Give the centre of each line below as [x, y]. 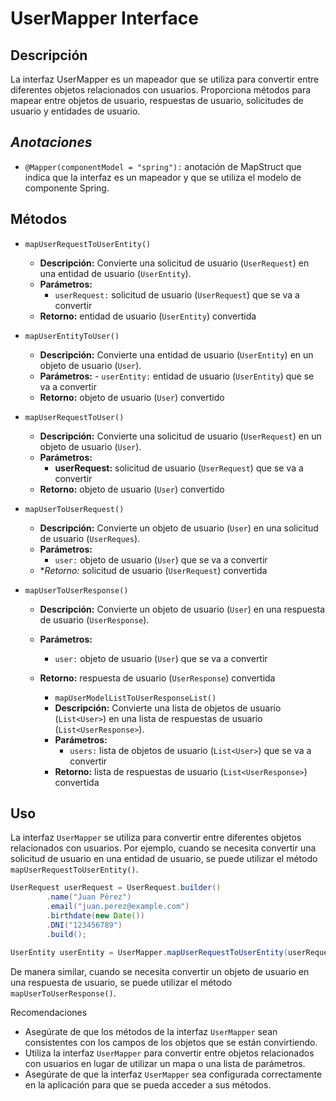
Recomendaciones [49, 1012]
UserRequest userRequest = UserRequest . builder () [116, 888]
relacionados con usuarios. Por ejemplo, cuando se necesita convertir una [163, 848]
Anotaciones [51, 142]
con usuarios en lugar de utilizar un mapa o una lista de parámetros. [165, 1063]
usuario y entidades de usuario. [75, 111]
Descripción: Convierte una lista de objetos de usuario [168, 708]
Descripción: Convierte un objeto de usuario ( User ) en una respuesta [182, 609]
